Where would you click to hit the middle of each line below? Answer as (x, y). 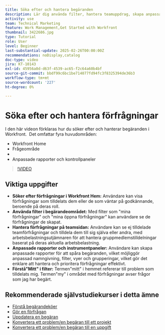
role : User (16, 42)
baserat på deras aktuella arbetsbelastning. (56, 243)
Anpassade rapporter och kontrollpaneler (54, 159)
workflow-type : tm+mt (27, 78)
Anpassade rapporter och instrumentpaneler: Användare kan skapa (82, 248)
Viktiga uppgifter (31, 184)
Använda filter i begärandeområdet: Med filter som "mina (71, 212)
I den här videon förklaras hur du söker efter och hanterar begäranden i (77, 129)
